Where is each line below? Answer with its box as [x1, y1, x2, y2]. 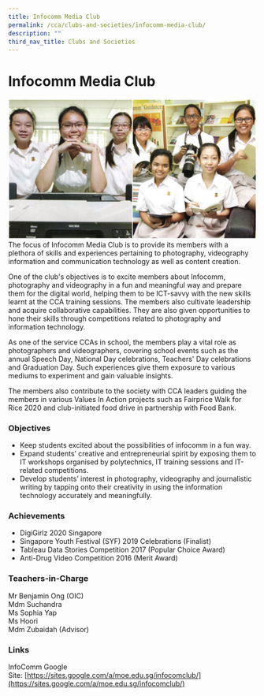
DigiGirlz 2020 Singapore [19, 528, 102, 538]
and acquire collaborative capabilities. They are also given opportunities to [8, 305, 251, 315]
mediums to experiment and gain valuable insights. [8, 370, 173, 380]
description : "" [8, 29, 61, 37]
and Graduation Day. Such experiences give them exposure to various [8, 363, 236, 372]
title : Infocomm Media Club [8, 13, 101, 20]
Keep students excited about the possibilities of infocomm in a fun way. [19, 440, 251, 449]
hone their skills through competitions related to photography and [8, 314, 221, 323]
